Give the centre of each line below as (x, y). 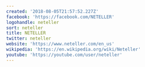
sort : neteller (25, 28)
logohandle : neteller (33, 22)
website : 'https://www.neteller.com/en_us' (60, 44)
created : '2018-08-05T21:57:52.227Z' (52, 11)
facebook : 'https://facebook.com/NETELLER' (60, 17)
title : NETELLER (26, 33)
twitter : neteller (29, 38)
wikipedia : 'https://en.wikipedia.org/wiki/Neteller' (74, 50)
